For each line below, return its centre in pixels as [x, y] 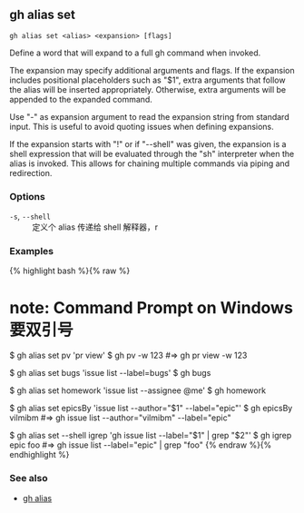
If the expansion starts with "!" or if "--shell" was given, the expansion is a [148, 143]
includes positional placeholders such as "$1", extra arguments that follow [147, 80]
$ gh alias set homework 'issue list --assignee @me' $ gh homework [137, 390]
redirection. [31, 173]
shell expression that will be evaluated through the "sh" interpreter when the [152, 153]
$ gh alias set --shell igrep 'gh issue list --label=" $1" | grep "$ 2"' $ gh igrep [151, 436]
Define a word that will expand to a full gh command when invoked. [135, 53]
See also [29, 478]
